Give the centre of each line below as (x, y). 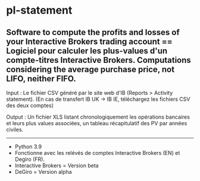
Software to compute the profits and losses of (93, 32)
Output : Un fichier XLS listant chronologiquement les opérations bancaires (98, 117)
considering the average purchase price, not (90, 69)
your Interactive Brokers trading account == (89, 41)
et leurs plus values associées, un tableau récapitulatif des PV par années (97, 123)
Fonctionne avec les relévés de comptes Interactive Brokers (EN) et (97, 153)
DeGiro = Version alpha (43, 172)
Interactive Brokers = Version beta (57, 166)
